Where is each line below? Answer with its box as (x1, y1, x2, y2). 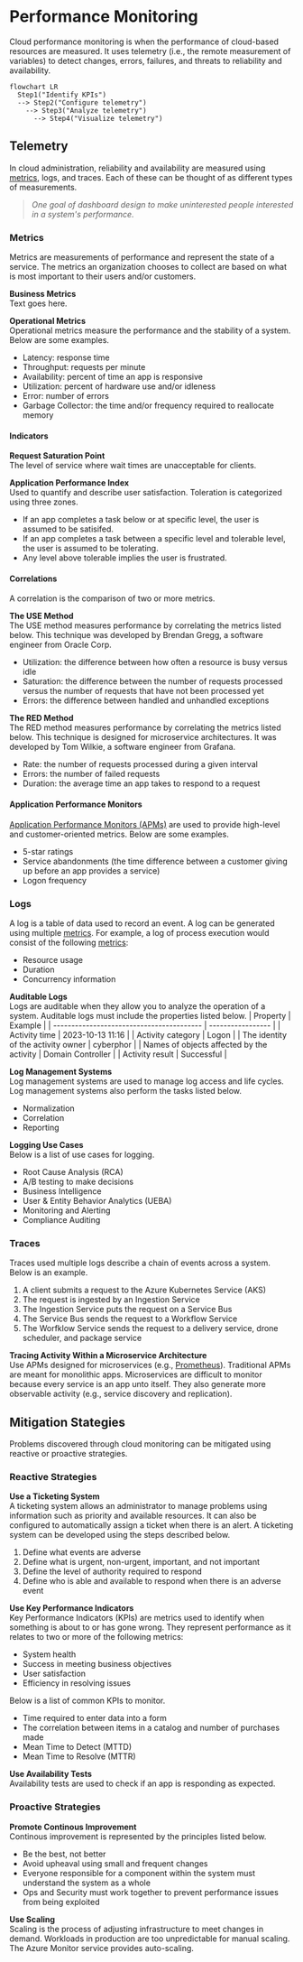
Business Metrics (9, 289, 77, 300)
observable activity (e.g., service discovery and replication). (9, 1388, 233, 1400)
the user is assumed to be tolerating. (22, 543, 160, 554)
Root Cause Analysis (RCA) (22, 1166, 124, 1177)
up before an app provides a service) (22, 865, 161, 876)
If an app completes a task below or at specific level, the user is (22, 514, 260, 525)
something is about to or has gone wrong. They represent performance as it (9, 1622, 291, 1633)
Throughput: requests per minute (22, 362, 146, 373)
